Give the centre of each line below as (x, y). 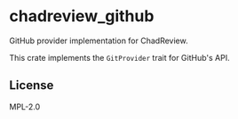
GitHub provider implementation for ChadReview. (99, 41)
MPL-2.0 (25, 107)
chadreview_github (82, 16)
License (32, 86)
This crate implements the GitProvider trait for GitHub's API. (119, 57)
